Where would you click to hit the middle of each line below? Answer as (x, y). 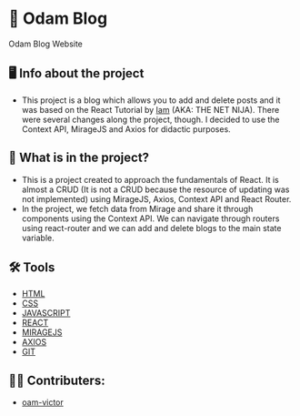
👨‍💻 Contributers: (57, 380)
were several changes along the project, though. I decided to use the (150, 119)
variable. (38, 238)
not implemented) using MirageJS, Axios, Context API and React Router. (156, 198)
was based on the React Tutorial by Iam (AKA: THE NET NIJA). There (150, 109)
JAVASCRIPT (46, 313)
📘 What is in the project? (79, 158)
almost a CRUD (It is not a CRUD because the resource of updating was (155, 189)
